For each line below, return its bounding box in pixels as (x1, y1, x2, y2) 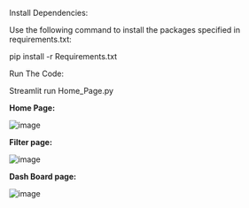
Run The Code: (9, 68, 65, 79)
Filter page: (9, 137, 53, 147)
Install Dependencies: (9, 8, 89, 18)
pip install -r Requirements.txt (9, 51, 118, 61)
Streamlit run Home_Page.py (9, 86, 113, 96)
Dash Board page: (9, 172, 77, 181)
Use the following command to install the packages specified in (9, 25, 241, 35)
